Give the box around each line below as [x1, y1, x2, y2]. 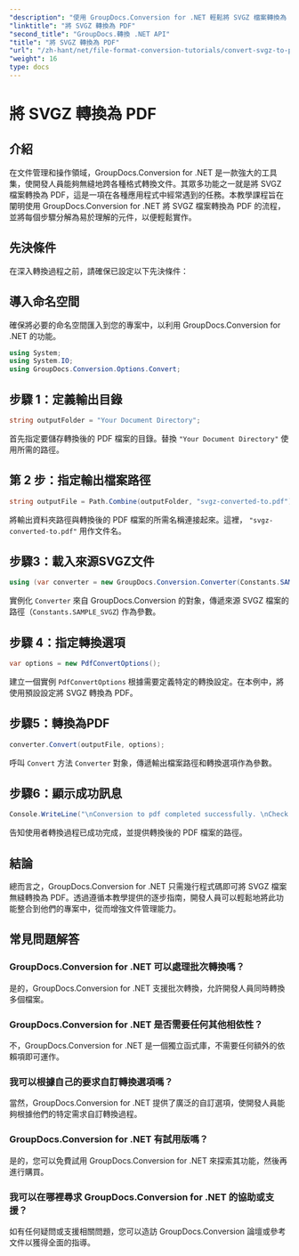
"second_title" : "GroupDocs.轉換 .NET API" [9, 29, 171, 38]
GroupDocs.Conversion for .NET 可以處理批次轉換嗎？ [9, 960, 246, 973]
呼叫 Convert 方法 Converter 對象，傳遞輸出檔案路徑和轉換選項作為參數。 [9, 758, 278, 768]
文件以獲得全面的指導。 [9, 1236, 95, 1247]
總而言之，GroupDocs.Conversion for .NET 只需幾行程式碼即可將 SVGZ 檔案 [9, 881, 287, 892]
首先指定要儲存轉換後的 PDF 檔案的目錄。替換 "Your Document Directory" [9, 433, 279, 443]
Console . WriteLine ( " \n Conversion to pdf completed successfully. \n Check [9, 810, 289, 819]
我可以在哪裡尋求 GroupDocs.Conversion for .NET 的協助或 [9, 1190, 265, 1203]
